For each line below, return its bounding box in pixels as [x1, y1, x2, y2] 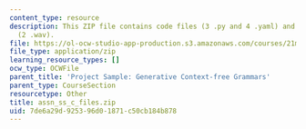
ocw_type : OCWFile [9, 64, 79, 74]
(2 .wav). [17, 30, 55, 39]
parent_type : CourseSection [9, 81, 117, 90]
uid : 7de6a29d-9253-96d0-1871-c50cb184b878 [9, 106, 178, 115]
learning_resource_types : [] [9, 55, 120, 64]
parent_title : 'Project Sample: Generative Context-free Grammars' [9, 73, 271, 82]
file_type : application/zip [9, 47, 117, 56]
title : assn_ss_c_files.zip [9, 97, 117, 107]
